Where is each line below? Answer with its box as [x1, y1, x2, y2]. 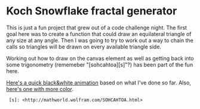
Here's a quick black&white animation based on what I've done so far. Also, [6, 79, 191, 86]
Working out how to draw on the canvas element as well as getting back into [6, 54, 194, 62]
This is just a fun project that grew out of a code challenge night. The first [6, 24, 187, 31]
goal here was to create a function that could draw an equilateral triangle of [6, 30, 192, 37]
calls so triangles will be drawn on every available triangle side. [6, 43, 162, 50]
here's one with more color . [6, 85, 73, 92]
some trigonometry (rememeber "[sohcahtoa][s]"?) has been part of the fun [6, 61, 193, 68]
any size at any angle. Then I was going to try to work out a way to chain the [6, 37, 194, 44]
